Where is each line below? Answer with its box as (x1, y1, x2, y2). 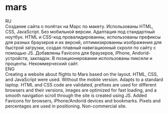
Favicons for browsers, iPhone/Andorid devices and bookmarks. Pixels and (5, 97, 161, 103)
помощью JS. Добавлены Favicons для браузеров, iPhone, (5, 49, 131, 56)
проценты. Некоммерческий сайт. (5, 60, 79, 66)
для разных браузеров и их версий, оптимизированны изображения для (5, 39, 162, 45)
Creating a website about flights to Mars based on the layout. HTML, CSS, (5, 71, 158, 77)
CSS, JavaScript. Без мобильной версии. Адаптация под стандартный (5, 28, 155, 34)
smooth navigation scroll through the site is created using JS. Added (5, 92, 147, 98)
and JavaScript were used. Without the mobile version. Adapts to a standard (5, 76, 163, 82)
